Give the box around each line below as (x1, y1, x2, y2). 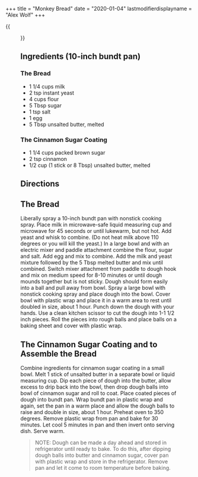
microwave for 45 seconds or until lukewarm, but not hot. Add (20, 228, 172, 235)
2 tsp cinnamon (28, 155, 68, 162)
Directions (20, 179, 60, 189)
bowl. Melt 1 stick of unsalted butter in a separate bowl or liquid (20, 371, 175, 378)
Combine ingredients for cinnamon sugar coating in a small (20, 365, 165, 371)
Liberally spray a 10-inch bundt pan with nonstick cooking (20, 215, 162, 222)
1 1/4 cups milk (28, 83, 66, 90)
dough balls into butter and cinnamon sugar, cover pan (34, 451, 169, 459)
